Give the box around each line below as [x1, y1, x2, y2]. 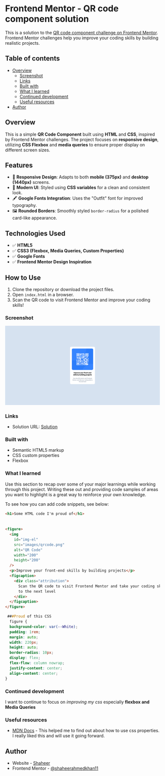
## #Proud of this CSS [7, 614, 52, 619]
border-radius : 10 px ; [9, 650, 54, 655]
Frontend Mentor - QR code [5, 3, 119, 14]
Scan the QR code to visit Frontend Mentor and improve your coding [12, 297, 151, 303]
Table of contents [5, 55, 60, 63]
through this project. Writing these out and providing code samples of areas [5, 486, 159, 492]
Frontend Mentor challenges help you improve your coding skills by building [5, 35, 159, 41]
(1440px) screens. [12, 179, 50, 185]
